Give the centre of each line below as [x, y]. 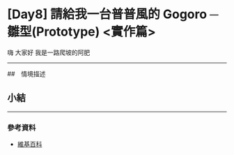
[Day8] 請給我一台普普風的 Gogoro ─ [113, 14]
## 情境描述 [26, 73]
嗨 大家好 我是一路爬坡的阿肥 [49, 52]
